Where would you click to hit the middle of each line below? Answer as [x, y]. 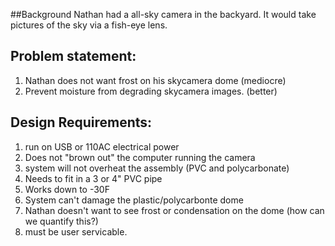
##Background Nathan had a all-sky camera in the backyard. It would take [163, 14]
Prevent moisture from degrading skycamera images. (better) [151, 91]
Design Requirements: [81, 122]
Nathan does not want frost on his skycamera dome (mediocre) [155, 80]
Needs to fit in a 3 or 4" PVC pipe [93, 178]
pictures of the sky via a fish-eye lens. [89, 25]
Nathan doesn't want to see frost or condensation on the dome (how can [174, 210]
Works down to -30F [67, 189]
